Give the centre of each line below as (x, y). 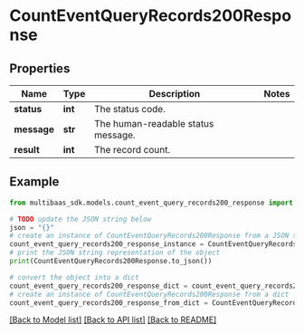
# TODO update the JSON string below (81, 219)
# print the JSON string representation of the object (115, 253)
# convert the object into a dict (75, 277)
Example (34, 182)
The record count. (132, 150)
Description (175, 94)
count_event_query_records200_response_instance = (107, 244)
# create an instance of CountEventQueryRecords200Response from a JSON (149, 236)
